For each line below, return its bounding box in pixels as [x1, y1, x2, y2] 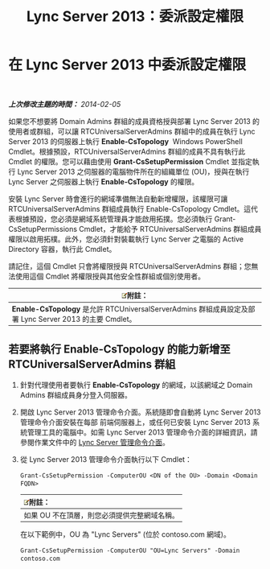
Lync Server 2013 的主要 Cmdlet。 [20, 314, 137, 324]
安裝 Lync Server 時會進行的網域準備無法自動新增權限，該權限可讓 [8, 194, 228, 204]
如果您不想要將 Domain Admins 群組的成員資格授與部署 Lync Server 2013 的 [8, 116, 260, 126]
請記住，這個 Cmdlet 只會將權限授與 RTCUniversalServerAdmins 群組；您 [8, 261, 252, 270]
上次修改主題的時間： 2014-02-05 [8, 99, 121, 109]
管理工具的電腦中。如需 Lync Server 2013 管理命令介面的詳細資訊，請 [27, 427, 259, 437]
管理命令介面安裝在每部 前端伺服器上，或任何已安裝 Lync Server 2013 [19, 418, 252, 427]
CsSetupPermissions [8, 224, 78, 233]
